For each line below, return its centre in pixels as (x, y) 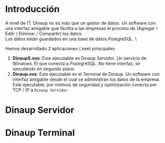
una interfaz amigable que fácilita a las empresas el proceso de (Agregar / (81, 28)
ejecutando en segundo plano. (44, 69)
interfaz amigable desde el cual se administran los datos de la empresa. (86, 79)
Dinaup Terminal (40, 133)
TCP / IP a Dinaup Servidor (40, 90)
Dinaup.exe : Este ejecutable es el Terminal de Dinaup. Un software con (86, 74)
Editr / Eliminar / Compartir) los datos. (44, 33)
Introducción (32, 9)
